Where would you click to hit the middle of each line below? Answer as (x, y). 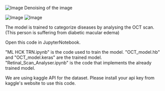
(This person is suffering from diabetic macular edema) (62, 32)
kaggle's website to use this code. (41, 83)
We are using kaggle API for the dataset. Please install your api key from (80, 78)
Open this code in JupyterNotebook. (43, 42)
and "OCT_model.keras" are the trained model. (54, 57)
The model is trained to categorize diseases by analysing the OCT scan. (80, 27)
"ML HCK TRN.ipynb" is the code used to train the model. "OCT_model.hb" (82, 52)
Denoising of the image (49, 8)
